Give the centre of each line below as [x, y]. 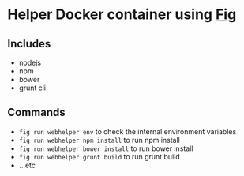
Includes [29, 44]
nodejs [30, 62]
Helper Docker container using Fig [122, 15]
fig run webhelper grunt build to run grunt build [99, 156]
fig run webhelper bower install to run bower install [106, 148]
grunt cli [32, 88]
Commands [37, 112]
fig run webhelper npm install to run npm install [99, 140]
